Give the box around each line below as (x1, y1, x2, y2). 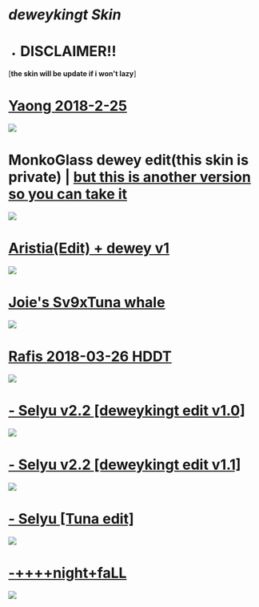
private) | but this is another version (8, 168, 252, 186)
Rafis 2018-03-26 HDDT (8, 347, 172, 366)
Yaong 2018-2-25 (8, 97, 128, 115)
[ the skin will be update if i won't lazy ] (8, 69, 137, 79)
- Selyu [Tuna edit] (8, 509, 134, 528)
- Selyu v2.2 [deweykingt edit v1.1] (8, 455, 241, 474)
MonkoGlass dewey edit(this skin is (8, 151, 249, 169)
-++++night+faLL (8, 564, 127, 582)
